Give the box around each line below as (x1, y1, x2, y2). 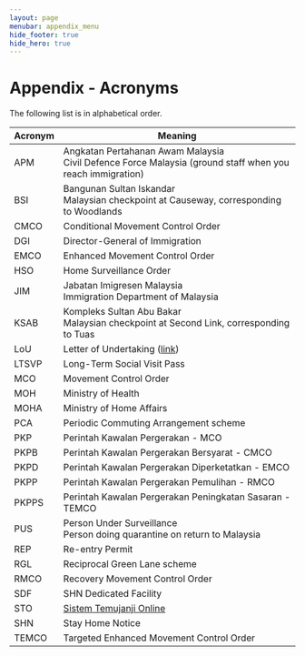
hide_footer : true (9, 30, 79, 39)
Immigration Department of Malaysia (63, 290, 220, 303)
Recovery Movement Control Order (63, 572, 212, 585)
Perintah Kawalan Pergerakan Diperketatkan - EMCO (63, 461, 290, 474)
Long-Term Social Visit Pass (63, 358, 186, 370)
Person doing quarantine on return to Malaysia (63, 529, 261, 541)
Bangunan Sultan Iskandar (63, 183, 175, 196)
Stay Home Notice (63, 617, 141, 630)
